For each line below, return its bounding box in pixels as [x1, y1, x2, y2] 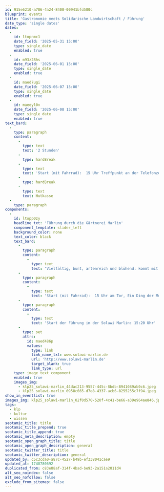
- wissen [9, 416, 27, 421]
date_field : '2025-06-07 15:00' [14, 84, 80, 89]
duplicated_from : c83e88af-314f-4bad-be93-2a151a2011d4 [5, 466, 121, 471]
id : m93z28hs [14, 57, 41, 62]
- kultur [9, 411, 27, 416]
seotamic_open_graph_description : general [5, 443, 93, 448]
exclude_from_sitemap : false [5, 479, 64, 484]
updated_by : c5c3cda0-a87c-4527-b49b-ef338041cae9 [5, 457, 110, 462]
